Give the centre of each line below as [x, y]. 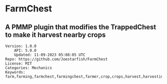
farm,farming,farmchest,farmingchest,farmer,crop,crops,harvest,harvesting [85, 77]
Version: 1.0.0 [21, 46]
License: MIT [19, 64]
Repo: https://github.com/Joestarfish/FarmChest [56, 59]
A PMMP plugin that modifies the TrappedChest [81, 27]
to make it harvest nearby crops [55, 35]
